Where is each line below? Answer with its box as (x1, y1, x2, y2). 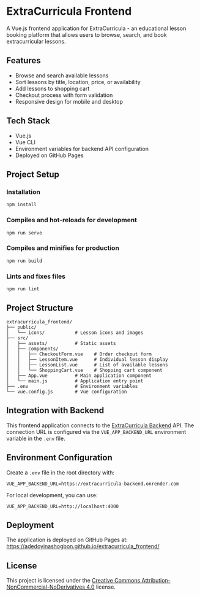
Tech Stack (6, 115, 50, 126)
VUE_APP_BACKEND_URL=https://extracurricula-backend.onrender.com (6, 481, 179, 487)
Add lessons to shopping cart (15, 85, 90, 92)
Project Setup (6, 169, 60, 179)
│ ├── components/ (6, 346, 59, 352)
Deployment (6, 520, 54, 530)
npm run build (6, 258, 43, 264)
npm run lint (6, 286, 40, 292)
